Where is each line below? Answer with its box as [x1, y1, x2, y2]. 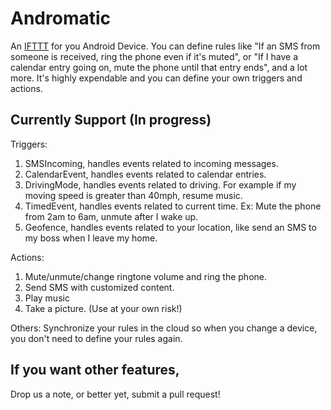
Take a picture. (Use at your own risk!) [24, 302, 183, 314]
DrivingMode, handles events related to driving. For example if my [24, 178, 297, 191]
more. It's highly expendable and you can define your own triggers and [10, 72, 303, 84]
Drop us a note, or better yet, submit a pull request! [10, 388, 221, 400]
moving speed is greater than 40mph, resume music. [24, 189, 243, 201]
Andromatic [10, 7, 112, 30]
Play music [24, 292, 70, 304]
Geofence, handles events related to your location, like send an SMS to [24, 221, 317, 233]
